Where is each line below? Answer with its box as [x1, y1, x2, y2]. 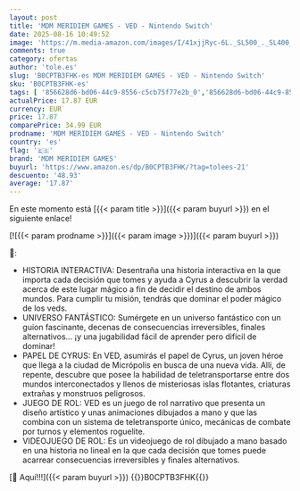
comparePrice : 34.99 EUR [9, 121, 102, 130]
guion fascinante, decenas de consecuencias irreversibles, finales [21, 322, 266, 333]
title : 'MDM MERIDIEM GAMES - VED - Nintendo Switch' [9, 21, 214, 30]
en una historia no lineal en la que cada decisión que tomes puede [21, 445, 266, 456]
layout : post [9, 12, 58, 22]
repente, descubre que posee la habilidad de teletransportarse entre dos [21, 370, 290, 380]
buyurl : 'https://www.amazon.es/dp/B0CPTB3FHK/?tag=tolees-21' [9, 162, 250, 171]
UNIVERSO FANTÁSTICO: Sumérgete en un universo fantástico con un [21, 312, 281, 323]
